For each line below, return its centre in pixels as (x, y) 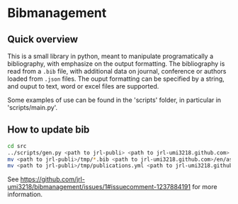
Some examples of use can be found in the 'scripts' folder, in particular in (114, 100)
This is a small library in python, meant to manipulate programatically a (110, 56)
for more (205, 187)
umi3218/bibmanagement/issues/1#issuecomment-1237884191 (99, 187)
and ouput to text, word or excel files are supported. (83, 86)
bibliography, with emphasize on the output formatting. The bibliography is (116, 64)
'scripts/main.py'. (33, 107)
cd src (17, 146)
